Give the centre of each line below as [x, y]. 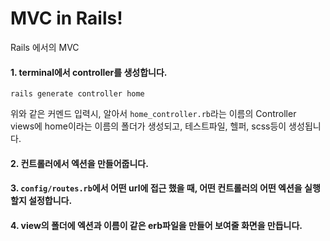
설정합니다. [50, 201]
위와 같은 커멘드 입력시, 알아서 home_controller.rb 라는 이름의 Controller [153, 114]
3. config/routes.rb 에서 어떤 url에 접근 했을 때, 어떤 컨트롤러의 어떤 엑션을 [156, 188]
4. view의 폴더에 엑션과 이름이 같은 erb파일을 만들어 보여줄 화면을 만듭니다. [156, 225]
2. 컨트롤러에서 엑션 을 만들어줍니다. [79, 163]
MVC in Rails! [66, 18]
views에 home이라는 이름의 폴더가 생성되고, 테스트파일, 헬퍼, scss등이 [148, 126]
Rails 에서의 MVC [45, 47]
